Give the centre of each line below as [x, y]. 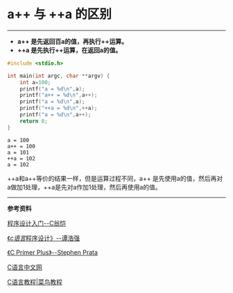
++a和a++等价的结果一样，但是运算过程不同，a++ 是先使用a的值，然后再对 [115, 178]
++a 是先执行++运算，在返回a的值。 [69, 50]
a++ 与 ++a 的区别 [60, 14]
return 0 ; [34, 121]
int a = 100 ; [35, 82]
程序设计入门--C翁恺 [37, 223]
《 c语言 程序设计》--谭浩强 [44, 238]
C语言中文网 [25, 267]
